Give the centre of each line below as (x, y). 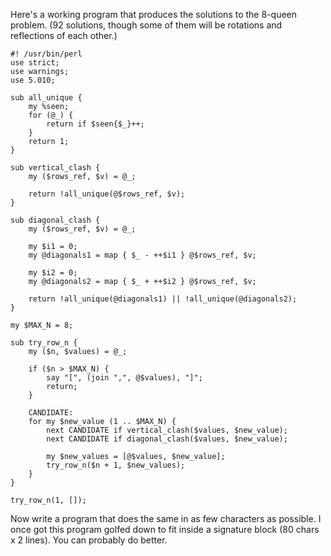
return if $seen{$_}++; (95, 124)
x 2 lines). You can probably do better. (89, 540)
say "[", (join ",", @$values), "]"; (124, 378)
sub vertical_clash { (55, 168)
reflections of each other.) (64, 35)
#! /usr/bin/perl (46, 54)
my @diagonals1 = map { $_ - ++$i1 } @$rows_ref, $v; (142, 255)
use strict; (35, 63)
